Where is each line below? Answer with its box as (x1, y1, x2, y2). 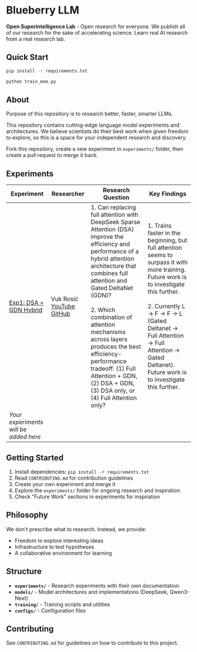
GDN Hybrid (9, 306, 43, 314)
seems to (147, 251, 173, 259)
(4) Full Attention (90, 394, 137, 402)
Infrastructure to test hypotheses (14, 543, 94, 550)
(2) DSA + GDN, (90, 379, 135, 388)
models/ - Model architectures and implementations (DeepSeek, (14, 588, 169, 595)
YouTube (50, 303, 75, 311)
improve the (90, 233, 124, 241)
